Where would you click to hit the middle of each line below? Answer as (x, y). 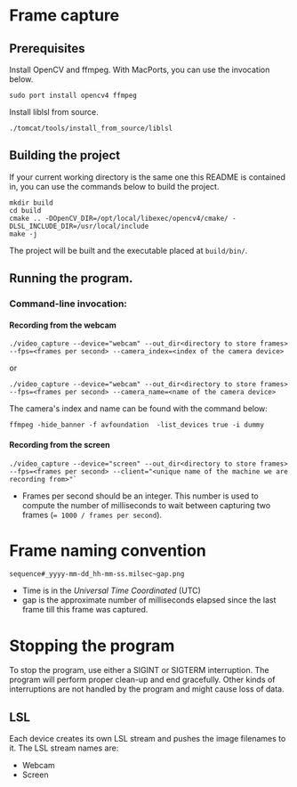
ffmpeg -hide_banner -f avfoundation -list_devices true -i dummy (137, 425)
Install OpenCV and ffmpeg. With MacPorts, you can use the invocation (140, 69)
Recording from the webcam (63, 325)
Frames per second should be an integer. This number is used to (140, 496)
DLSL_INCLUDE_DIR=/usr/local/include (79, 226)
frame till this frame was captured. (85, 610)
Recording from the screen (60, 444)
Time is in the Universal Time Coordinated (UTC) (112, 591)
